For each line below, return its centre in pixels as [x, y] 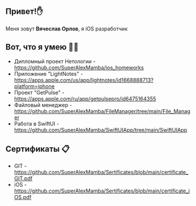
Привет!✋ [24, 11]
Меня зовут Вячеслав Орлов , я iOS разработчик [67, 28]
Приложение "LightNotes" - [49, 73]
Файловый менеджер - [43, 105]
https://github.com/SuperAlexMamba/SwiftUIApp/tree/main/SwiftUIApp [101, 130]
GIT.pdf [23, 178]
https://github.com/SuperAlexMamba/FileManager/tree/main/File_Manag [102, 111]
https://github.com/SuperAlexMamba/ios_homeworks [79, 67]
